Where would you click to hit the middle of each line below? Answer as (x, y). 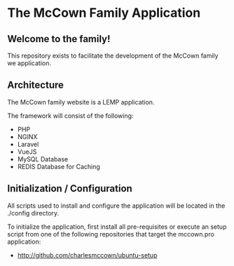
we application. (29, 63)
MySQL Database (43, 159)
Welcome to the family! (59, 39)
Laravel (28, 144)
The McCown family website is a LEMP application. (81, 102)
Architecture (36, 85)
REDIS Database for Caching (58, 166)
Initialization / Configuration (70, 188)
